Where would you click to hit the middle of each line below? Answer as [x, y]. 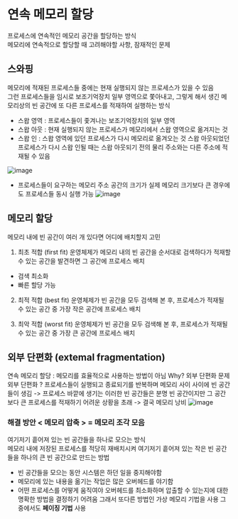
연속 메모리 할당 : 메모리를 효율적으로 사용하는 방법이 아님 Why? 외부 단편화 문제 [119, 376]
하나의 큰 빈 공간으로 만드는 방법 [65, 457]
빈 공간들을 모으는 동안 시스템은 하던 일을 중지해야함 [90, 472]
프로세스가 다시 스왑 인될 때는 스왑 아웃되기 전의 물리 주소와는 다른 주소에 [119, 147]
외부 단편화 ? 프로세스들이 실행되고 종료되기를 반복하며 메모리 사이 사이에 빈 [112, 385]
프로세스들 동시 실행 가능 [60, 193]
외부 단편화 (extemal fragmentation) [86, 357]
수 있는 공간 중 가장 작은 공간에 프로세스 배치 [79, 309]
